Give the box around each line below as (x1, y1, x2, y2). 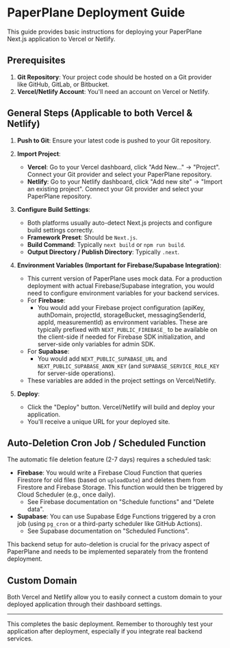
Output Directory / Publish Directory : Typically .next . (27, 248, 180, 256)
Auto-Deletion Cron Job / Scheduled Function (7, 437, 206, 448)
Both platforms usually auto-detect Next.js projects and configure (27, 218, 212, 227)
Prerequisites (7, 55, 66, 67)
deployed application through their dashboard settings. (7, 600, 162, 608)
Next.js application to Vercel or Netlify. (7, 34, 116, 43)
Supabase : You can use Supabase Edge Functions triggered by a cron (16, 512, 216, 520)
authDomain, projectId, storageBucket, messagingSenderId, (37, 311, 207, 319)
